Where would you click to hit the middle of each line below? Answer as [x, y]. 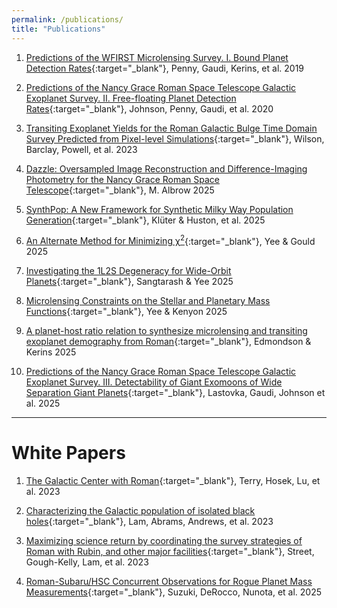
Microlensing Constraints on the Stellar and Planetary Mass [148, 301]
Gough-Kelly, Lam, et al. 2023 [87, 562]
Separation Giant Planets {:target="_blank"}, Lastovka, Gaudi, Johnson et [175, 393]
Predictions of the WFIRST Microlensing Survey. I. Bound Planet [157, 57]
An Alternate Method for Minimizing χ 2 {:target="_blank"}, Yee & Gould [170, 240]
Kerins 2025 [51, 352]
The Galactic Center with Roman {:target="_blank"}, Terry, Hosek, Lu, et [173, 481]
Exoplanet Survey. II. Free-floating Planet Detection [131, 98]
